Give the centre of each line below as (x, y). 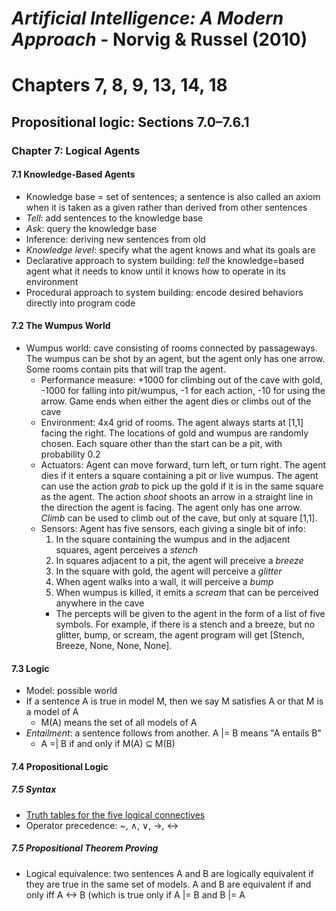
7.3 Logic (30, 668)
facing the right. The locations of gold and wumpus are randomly (174, 433)
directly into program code (80, 303)
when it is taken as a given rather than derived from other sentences (166, 207)
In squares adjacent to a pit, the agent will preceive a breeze (179, 561)
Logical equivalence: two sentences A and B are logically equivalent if (169, 873)
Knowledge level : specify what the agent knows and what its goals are (170, 249)
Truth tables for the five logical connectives (115, 814)
